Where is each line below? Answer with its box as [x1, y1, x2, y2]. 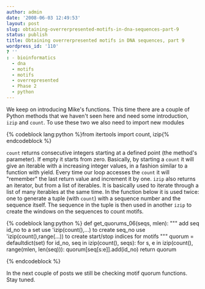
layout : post [6, 20, 40, 26]
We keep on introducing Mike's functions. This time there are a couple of [6, 106, 190, 113]
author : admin [6, 9, 43, 15]
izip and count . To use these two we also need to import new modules [6, 118, 185, 126]
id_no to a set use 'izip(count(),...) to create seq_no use [6, 226, 146, 233]
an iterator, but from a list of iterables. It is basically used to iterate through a [6, 182, 199, 189]
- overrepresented [12, 77, 59, 83]
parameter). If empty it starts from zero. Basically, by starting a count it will [6, 155, 194, 163]
